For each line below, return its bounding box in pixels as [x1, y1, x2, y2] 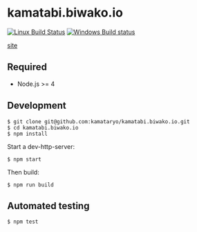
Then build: [7, 168, 39, 176]
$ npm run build [7, 181, 54, 188]
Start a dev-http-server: [7, 142, 75, 150]
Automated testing [7, 199, 90, 212]
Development [7, 100, 67, 111]
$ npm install [7, 130, 48, 137]
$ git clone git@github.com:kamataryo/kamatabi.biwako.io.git [7, 118, 190, 125]
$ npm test [7, 218, 39, 226]
